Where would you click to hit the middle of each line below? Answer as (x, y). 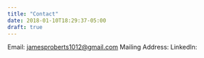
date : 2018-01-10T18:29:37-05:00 (57, 21)
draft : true (25, 27)
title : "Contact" (33, 14)
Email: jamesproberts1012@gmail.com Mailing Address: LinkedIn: (102, 47)
